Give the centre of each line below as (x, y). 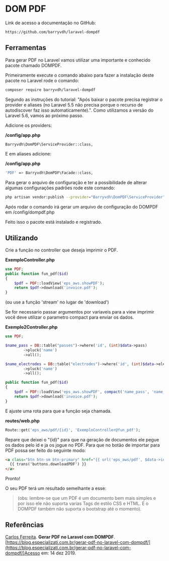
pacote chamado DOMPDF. (33, 65)
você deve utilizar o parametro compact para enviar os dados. (70, 317)
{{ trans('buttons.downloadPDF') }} (48, 464)
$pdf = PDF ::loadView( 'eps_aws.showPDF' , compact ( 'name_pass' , (82, 392)
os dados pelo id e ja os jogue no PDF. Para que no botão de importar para (82, 445)
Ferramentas (26, 48)
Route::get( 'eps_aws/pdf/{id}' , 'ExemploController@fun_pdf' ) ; (73, 430)
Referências (25, 525)
